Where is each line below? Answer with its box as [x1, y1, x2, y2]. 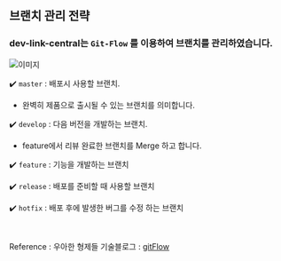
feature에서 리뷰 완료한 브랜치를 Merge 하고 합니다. [21, 140, 202, 151]
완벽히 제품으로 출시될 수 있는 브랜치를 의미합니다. [21, 99, 195, 110]
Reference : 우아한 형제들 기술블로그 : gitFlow [9, 241, 170, 251]
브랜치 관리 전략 [9, 8, 90, 24]
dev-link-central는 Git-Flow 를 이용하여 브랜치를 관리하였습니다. [9, 37, 273, 50]
